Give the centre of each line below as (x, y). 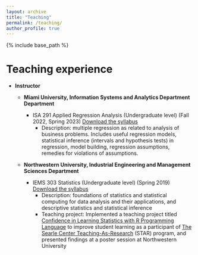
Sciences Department (51, 171)
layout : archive (26, 12)
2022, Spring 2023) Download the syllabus (85, 122)
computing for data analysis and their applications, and (109, 202)
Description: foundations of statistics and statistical (104, 195)
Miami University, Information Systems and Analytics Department (107, 97)
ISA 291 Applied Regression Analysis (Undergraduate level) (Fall (111, 115)
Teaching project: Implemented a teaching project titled (109, 214)
